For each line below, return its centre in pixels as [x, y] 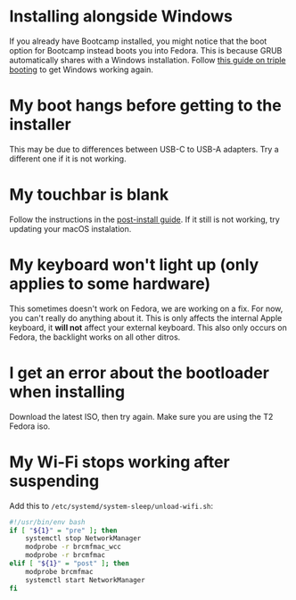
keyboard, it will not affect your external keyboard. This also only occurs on [148, 327]
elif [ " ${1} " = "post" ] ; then [69, 563]
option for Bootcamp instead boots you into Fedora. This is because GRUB [146, 50]
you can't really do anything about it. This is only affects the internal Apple [146, 317]
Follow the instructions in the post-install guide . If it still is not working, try [145, 219]
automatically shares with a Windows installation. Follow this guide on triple [148, 60]
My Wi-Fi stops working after [119, 462]
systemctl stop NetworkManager [83, 538]
